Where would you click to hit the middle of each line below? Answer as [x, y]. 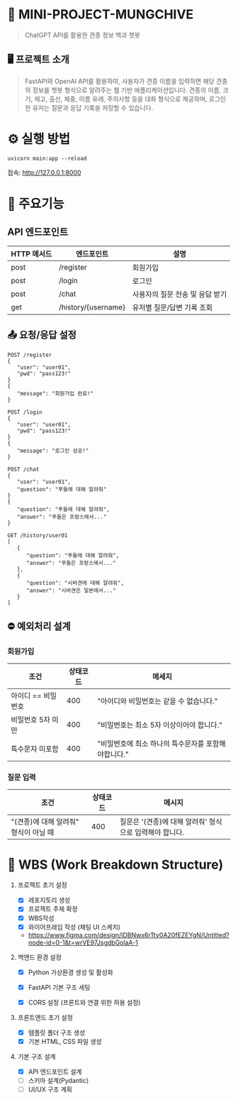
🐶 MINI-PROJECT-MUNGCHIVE [101, 15]
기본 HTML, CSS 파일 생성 [65, 1041]
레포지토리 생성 [49, 900]
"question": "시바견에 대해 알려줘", [75, 583]
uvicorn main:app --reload [47, 158]
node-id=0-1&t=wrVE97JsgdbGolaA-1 [83, 942]
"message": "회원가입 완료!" [55, 393]
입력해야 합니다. [159, 832]
